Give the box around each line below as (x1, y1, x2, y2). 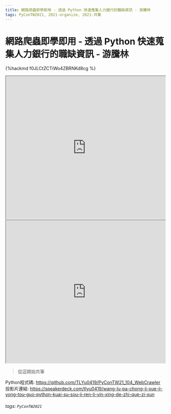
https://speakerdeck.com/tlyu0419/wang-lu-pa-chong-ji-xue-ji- (29, 386, 163, 392)
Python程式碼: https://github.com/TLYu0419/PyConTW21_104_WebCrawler (5, 379, 161, 386)
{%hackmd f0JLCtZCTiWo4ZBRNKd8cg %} (5, 66, 96, 72)
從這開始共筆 (17, 369, 45, 375)
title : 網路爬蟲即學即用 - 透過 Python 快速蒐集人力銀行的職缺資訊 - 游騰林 (5, 7, 151, 13)
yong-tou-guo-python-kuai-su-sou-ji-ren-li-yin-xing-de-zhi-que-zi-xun (5, 392, 155, 398)
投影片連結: (5, 386, 29, 392)
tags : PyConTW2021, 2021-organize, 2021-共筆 (5, 12, 101, 17)
